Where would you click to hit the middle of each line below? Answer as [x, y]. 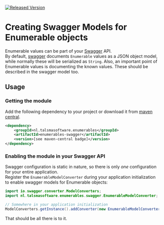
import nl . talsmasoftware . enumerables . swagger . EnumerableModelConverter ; [82, 196]
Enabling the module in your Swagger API [55, 156]
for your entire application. [32, 172]
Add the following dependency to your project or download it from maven [79, 112]
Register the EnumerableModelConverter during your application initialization [81, 177]
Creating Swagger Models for [66, 27]
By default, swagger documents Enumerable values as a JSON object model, [81, 56]
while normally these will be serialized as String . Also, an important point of [81, 61]
